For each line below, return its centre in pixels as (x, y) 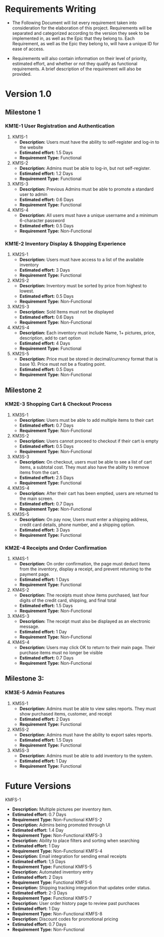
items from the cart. (39, 472)
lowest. (27, 291)
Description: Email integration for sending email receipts (69, 856)
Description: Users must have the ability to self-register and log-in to (89, 142)
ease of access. (28, 49)
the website (31, 147)
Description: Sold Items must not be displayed (67, 312)
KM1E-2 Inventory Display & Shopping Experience (66, 244)
